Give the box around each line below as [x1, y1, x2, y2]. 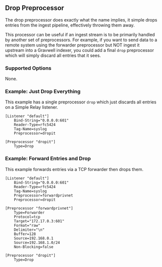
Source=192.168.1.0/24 [14, 240, 60, 245]
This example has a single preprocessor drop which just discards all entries [5, 99, 157, 105]
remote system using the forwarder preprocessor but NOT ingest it [5, 42, 140, 48]
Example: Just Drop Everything [5, 88, 81, 95]
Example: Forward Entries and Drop [5, 155, 91, 162]
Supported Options [5, 65, 52, 72]
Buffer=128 [14, 231, 36, 237]
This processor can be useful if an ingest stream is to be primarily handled [5, 31, 155, 37]
